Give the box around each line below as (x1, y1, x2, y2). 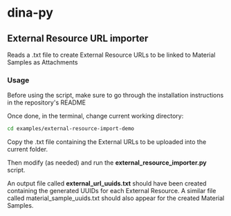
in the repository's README (7, 98, 86, 107)
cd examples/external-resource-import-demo (7, 125, 135, 132)
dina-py (7, 5, 54, 21)
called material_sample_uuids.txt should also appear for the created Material (7, 194, 225, 202)
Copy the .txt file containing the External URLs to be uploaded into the (7, 138, 207, 146)
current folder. (7, 145, 48, 154)
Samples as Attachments (7, 58, 78, 66)
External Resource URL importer (7, 33, 149, 44)
